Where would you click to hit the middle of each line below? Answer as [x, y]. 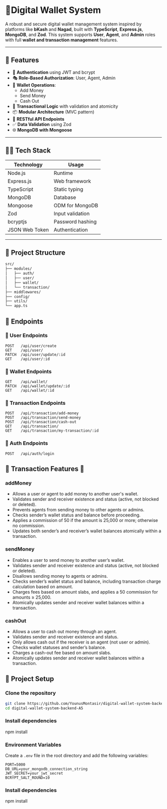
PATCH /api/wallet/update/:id [38, 386]
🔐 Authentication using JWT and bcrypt [54, 72]
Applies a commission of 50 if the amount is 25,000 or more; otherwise [85, 520]
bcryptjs [17, 221]
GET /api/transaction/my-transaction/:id [52, 431]
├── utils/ [16, 301]
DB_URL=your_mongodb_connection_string [46, 769]
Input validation [72, 213]
